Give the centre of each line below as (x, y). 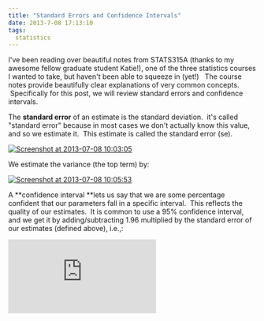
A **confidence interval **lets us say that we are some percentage (117, 195)
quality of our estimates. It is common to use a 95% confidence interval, (126, 212)
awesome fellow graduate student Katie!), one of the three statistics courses (132, 69)
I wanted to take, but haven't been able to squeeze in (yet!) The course (125, 77)
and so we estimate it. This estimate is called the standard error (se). (121, 134)
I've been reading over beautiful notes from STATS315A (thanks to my (121, 60)
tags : (17, 30)
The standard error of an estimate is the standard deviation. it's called (123, 117)
